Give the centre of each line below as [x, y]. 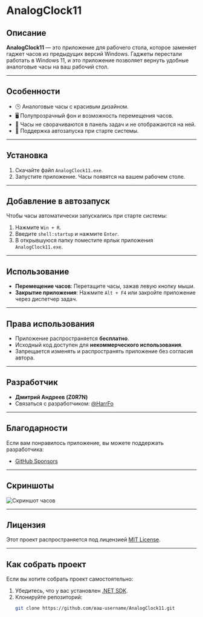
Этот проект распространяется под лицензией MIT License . [84, 539]
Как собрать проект [46, 564]
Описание [26, 33]
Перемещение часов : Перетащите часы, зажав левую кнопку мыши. [105, 286]
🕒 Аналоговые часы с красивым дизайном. [72, 106]
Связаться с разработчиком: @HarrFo [64, 403]
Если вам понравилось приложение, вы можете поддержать [85, 442]
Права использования [50, 324]
